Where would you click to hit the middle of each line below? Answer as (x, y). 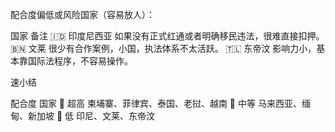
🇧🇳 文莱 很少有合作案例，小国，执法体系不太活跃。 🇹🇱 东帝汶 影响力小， (163, 48)
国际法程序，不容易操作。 (80, 61)
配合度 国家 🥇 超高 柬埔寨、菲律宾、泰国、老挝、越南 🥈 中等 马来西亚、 (156, 103)
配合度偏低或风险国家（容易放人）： (82, 14)
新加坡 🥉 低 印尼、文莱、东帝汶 (91, 116)
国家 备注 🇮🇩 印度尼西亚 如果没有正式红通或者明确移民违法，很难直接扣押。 (167, 36)
